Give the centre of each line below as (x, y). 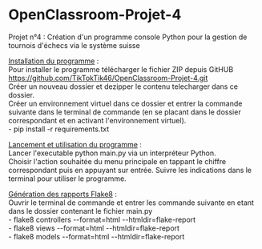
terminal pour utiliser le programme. (67, 179)
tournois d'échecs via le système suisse (74, 45)
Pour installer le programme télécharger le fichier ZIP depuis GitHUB (121, 69)
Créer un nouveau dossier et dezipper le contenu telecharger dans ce (123, 86)
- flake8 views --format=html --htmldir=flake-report (94, 228)
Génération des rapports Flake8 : (63, 194)
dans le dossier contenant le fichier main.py (81, 211)
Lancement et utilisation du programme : (75, 144)
